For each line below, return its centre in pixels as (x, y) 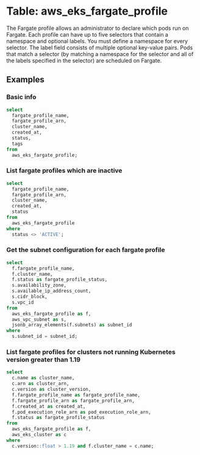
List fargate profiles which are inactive (64, 171)
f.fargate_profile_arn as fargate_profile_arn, (73, 401)
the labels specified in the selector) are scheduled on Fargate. (84, 60)
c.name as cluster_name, (43, 378)
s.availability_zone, (39, 285)
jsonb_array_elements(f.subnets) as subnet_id (72, 325)
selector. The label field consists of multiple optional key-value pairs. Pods (100, 48)
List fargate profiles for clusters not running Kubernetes (91, 352)
